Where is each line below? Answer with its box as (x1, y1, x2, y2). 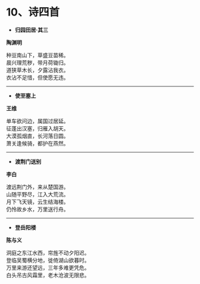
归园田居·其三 (14, 26, 49, 33)
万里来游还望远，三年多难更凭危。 (6, 264, 90, 271)
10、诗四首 (6, 5, 60, 19)
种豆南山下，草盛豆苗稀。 (6, 51, 69, 58)
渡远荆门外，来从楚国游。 (6, 183, 69, 191)
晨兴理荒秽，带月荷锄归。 (6, 59, 69, 66)
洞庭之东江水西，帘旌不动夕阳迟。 (6, 249, 90, 256)
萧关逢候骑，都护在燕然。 (6, 139, 69, 146)
